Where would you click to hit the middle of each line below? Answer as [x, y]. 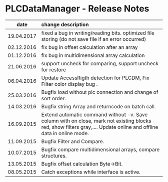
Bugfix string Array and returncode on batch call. [98, 106]
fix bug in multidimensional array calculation [93, 55]
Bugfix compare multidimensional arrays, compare [100, 149]
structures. [54, 156]
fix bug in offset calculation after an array [90, 47]
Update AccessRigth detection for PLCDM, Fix [95, 78]
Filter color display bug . [69, 84]
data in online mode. [65, 133]
